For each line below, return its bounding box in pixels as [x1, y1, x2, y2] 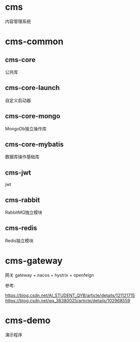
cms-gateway [5, 255, 63, 266]
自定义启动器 [5, 97, 31, 103]
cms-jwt [5, 168, 31, 177]
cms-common [5, 36, 64, 47]
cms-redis [5, 224, 38, 232]
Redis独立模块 [5, 238, 34, 244]
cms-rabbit [5, 196, 40, 204]
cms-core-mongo [5, 112, 60, 121]
